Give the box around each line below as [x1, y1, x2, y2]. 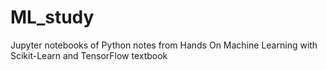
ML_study [10, 6, 95, 29]
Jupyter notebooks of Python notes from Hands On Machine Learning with [10, 39, 318, 51]
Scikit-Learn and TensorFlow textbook [10, 49, 168, 61]
